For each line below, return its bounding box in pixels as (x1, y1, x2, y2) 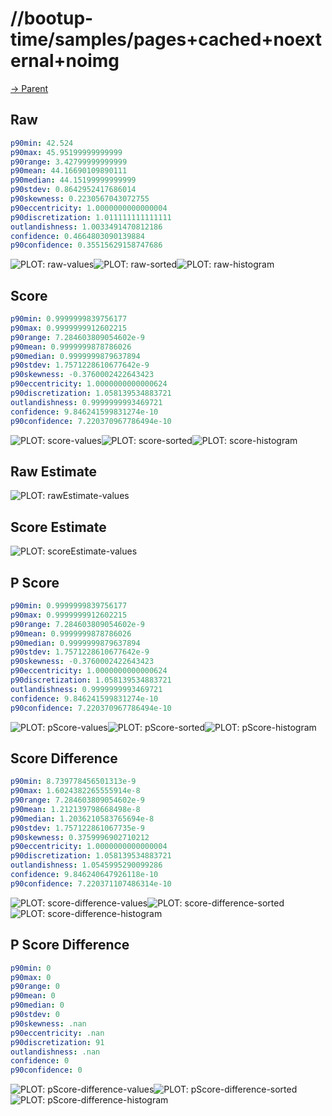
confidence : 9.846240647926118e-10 (10, 870, 159, 880)
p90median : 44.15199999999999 (10, 175, 137, 186)
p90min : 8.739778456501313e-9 (10, 777, 137, 787)
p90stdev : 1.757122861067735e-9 (10, 823, 145, 833)
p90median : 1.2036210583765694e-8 (10, 813, 155, 824)
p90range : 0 (10, 982, 60, 992)
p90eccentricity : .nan (10, 1028, 105, 1038)
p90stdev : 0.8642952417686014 (10, 185, 137, 195)
